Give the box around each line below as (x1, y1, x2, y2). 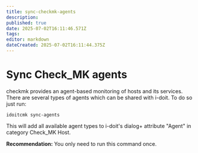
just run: (6, 100, 27, 108)
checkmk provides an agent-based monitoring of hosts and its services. (6, 87, 183, 94)
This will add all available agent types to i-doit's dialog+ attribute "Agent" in (6, 122, 191, 129)
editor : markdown (6, 36, 49, 42)
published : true (6, 20, 47, 26)
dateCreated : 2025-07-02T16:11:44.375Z (6, 42, 106, 48)
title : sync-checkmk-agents (6, 8, 76, 15)
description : (6, 14, 39, 20)
